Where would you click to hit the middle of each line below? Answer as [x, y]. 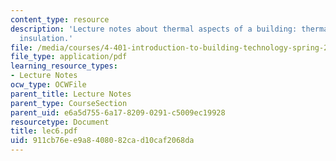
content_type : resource [60, 19]
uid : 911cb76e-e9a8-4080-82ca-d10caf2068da [102, 141]
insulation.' [46, 38]
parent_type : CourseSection [69, 103]
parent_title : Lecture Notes [71, 94]
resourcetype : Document [60, 122]
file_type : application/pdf [69, 57]
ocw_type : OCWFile [48, 85]
